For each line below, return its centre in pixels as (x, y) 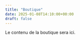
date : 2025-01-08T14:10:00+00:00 (40, 14)
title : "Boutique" (24, 10)
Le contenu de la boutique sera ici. (40, 33)
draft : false (19, 19)
